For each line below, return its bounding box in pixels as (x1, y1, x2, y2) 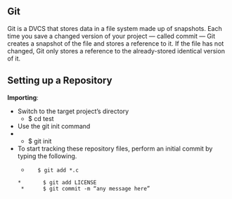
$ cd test (27, 114, 54, 122)
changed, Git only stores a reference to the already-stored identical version (7, 46, 225, 55)
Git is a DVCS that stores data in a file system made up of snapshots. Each (7, 24, 223, 32)
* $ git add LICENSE (17, 179, 97, 186)
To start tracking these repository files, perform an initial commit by (17, 144, 213, 153)
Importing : (7, 93, 39, 101)
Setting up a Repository (7, 75, 112, 86)
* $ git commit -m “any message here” (20, 185, 150, 192)
